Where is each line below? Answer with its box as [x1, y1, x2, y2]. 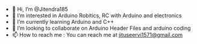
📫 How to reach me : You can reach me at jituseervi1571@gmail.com [11, 32, 183, 38]
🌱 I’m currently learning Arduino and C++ [11, 18, 114, 25]
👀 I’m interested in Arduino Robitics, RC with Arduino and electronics [11, 12, 182, 19]
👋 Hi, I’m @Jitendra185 [11, 6, 68, 12]
